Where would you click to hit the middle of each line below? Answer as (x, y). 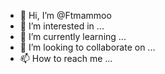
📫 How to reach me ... (66, 58)
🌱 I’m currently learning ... (73, 36)
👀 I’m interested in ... (62, 26)
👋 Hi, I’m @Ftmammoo (65, 15)
